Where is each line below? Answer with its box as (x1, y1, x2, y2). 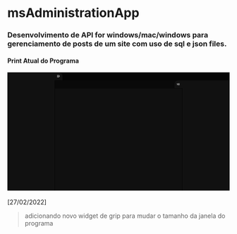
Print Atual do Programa (7, 56, 80, 65)
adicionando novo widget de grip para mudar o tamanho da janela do (24, 211, 226, 220)
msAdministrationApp (7, 5, 140, 21)
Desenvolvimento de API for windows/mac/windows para (7, 30, 209, 40)
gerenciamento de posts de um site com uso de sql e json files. (7, 39, 227, 49)
